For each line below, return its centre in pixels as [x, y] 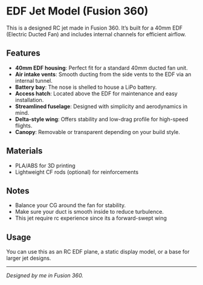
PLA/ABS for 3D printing [45, 165]
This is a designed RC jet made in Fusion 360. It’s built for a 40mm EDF [95, 28]
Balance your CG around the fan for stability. [70, 205]
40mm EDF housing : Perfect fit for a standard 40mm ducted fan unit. [101, 68]
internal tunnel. [34, 80]
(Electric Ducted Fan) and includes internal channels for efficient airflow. [96, 34]
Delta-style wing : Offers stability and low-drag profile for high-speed [101, 119]
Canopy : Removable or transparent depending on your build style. [97, 132]
